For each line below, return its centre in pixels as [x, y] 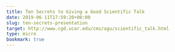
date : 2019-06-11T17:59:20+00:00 [48, 17]
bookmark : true [25, 39]
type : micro [21, 34]
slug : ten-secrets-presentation [47, 23]
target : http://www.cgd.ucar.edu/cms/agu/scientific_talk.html [88, 28]
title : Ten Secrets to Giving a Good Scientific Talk [76, 12]
